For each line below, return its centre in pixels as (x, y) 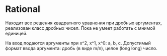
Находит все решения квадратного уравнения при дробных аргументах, (83, 23)
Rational (23, 9)
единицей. (16, 33)
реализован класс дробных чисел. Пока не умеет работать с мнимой (80, 28)
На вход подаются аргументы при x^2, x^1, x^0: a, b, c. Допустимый (78, 43)
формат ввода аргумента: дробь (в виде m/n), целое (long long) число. (81, 48)
